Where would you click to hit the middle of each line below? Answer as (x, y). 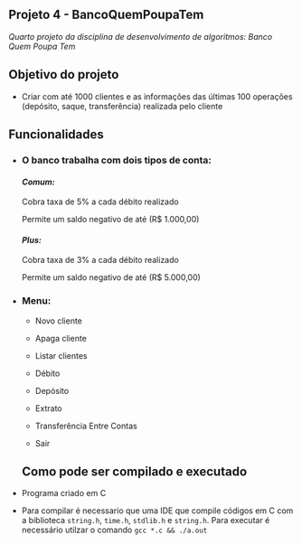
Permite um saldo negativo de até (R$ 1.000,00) (110, 220)
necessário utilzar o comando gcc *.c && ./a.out (114, 530)
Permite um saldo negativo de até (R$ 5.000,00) (111, 277)
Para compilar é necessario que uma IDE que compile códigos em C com (157, 511)
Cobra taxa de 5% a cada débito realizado (100, 202)
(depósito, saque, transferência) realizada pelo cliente (122, 106)
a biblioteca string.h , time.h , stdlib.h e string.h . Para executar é (146, 521)
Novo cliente (59, 321)
